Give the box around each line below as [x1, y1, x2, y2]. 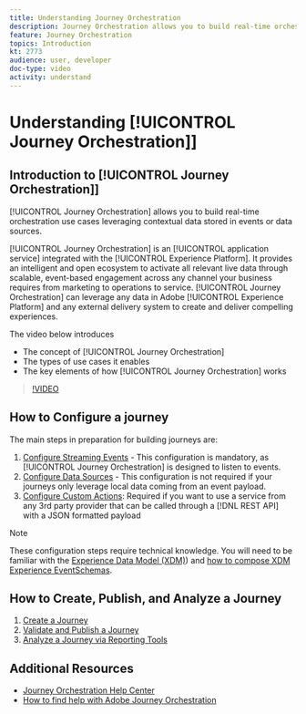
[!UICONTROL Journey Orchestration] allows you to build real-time [9, 206, 260, 217]
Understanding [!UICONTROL [9, 111, 236, 132]
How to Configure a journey [9, 409, 169, 425]
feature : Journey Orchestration [9, 30, 132, 39]
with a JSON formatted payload [22, 510, 141, 521]
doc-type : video [9, 65, 71, 74]
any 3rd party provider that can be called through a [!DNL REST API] [22, 500, 280, 511]
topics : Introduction [9, 38, 92, 48]
